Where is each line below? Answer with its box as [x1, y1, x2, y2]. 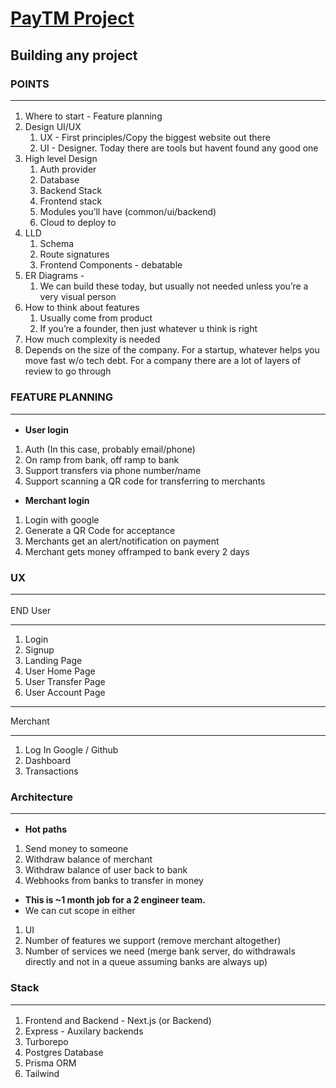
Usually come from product [39, 312, 153, 324]
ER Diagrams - [24, 270, 85, 282]
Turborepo [24, 1035, 69, 1047]
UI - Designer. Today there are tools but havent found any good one [39, 142, 319, 154]
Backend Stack [39, 185, 103, 197]
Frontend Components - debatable [39, 259, 183, 271]
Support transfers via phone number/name [24, 464, 202, 476]
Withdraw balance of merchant [24, 853, 153, 866]
